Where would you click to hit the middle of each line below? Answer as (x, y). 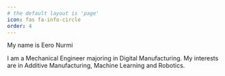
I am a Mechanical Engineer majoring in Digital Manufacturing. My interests (113, 58)
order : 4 (19, 26)
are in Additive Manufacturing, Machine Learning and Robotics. (96, 66)
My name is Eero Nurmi (40, 45)
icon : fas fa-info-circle (44, 20)
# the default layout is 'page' (53, 13)
